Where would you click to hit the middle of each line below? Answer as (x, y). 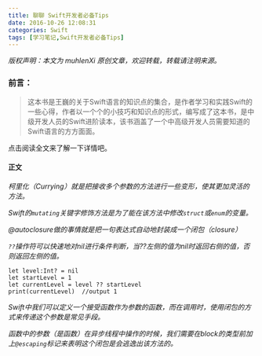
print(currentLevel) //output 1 (63, 292)
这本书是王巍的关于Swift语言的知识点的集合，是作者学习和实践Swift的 (140, 101)
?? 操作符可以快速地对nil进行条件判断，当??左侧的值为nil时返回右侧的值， (126, 246)
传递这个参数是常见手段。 (63, 317)
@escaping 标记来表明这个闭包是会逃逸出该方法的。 (96, 343)
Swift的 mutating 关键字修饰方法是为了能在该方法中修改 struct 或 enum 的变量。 (131, 212)
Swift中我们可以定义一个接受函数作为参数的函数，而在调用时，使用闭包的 (126, 306)
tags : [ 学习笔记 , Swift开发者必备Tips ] (66, 37)
